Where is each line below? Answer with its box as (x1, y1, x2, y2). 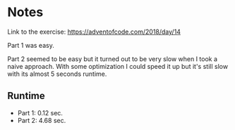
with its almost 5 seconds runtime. (7, 70, 107, 78)
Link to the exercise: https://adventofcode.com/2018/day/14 (7, 27, 181, 36)
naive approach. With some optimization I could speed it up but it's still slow (7, 62, 228, 70)
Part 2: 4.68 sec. (17, 116, 66, 124)
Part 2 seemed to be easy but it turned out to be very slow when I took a (7, 54, 217, 63)
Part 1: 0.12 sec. (17, 108, 64, 117)
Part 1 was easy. (7, 41, 54, 49)
